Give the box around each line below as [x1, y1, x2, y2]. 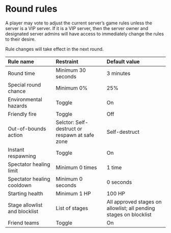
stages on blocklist [106, 211, 152, 218]
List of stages [55, 205, 88, 212]
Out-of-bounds [8, 125, 46, 132]
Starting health [8, 190, 43, 197]
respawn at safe [55, 131, 94, 138]
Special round [8, 81, 41, 88]
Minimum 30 [55, 67, 86, 74]
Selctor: [55, 119, 75, 126]
